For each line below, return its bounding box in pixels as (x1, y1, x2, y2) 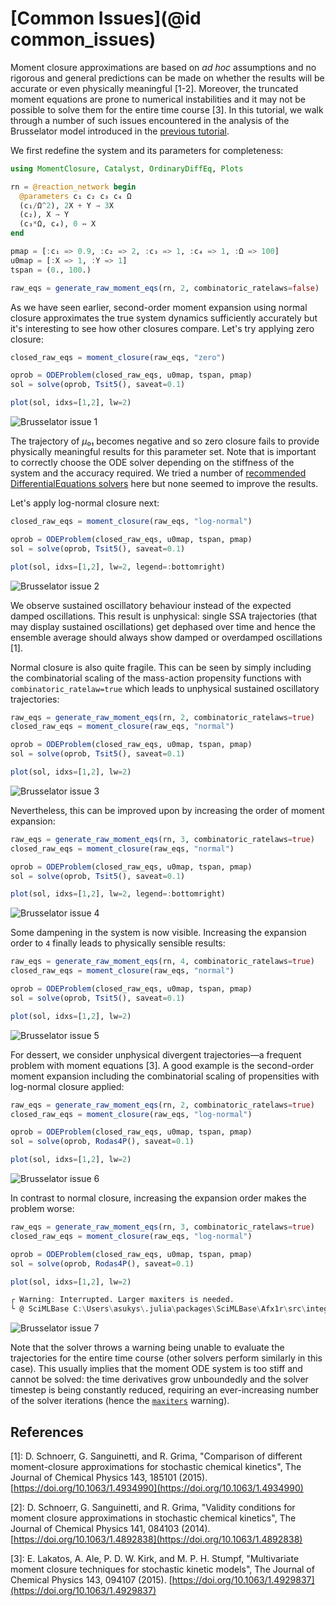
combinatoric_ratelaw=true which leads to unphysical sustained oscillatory (10, 682, 320, 694)
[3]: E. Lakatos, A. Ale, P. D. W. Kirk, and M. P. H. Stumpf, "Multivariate (10, 1553, 300, 1564)
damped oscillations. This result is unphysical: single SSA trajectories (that (10, 610, 318, 622)
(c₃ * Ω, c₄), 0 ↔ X (19, 219, 97, 229)
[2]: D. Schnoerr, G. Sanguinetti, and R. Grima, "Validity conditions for (10, 1502, 296, 1513)
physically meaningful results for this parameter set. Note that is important (10, 446, 317, 458)
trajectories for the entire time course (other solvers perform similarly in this (10, 1352, 323, 1364)
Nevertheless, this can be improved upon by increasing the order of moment (10, 804, 325, 816)
